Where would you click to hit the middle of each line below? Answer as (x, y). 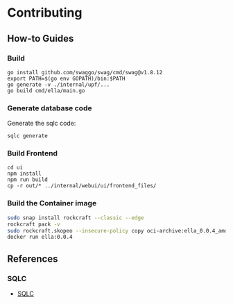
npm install (24, 174)
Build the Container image (52, 203)
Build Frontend (32, 153)
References (33, 259)
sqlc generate (28, 136)
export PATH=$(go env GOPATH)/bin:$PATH (67, 78)
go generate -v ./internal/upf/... (59, 85)
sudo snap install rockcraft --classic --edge (76, 218)
